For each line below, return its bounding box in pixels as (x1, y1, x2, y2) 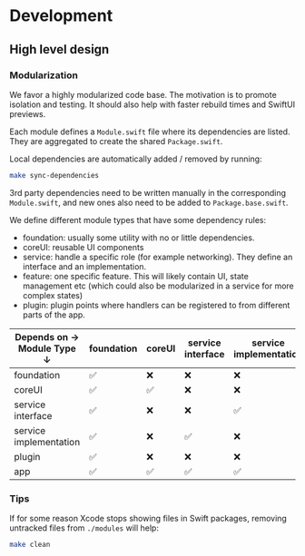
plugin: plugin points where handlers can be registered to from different (22, 299, 290, 310)
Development (9, 5, 113, 26)
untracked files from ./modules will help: (9, 522, 159, 533)
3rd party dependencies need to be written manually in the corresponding (9, 187, 287, 198)
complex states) (22, 289, 84, 300)
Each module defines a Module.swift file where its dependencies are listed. (9, 126, 290, 137)
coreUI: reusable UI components (22, 241, 144, 252)
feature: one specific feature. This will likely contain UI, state (22, 270, 250, 281)
